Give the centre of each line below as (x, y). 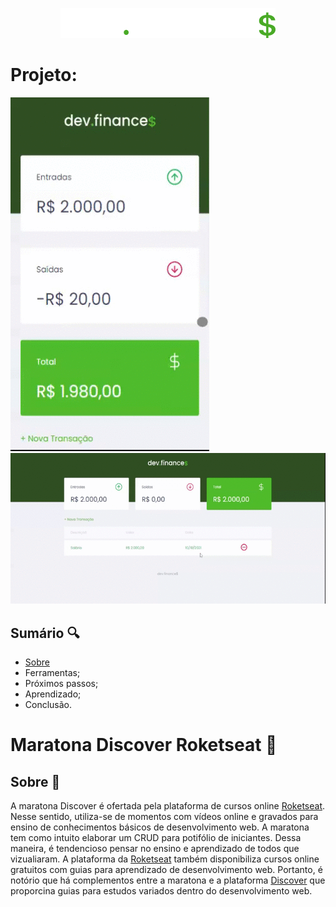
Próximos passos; (61, 683)
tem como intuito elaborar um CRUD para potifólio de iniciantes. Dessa (156, 837)
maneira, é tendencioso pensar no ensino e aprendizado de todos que (155, 848)
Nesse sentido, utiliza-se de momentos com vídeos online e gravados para (164, 816)
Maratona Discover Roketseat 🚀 (144, 745)
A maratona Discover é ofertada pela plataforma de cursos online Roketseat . (168, 805)
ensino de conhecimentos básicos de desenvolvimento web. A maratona (160, 827)
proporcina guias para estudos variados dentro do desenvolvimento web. (161, 890)
